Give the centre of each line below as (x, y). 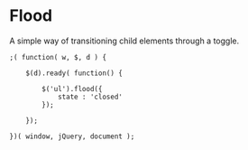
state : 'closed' (90, 97)
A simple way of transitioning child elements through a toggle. (124, 41)
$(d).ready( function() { (74, 73)
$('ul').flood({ (72, 89)
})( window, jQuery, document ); (72, 136)
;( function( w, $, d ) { (58, 57)
